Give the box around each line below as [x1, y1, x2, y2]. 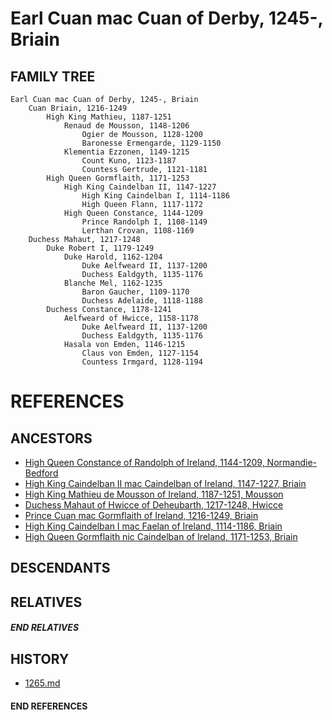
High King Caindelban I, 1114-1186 [81, 191, 230, 201]
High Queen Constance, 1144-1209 [63, 208, 203, 218]
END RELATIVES [10, 622, 80, 634]
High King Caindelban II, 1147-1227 [63, 182, 217, 192]
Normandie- [266, 457, 318, 468]
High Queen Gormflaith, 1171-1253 [46, 173, 190, 183]
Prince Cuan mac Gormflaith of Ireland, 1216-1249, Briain [24, 510, 259, 521]
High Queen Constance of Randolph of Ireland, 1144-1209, [24, 457, 265, 468]
